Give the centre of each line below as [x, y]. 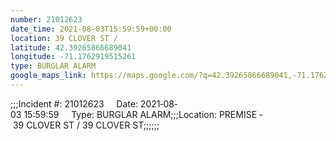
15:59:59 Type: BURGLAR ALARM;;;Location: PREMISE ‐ [143, 114]
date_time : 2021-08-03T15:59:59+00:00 [91, 29]
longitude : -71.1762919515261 [73, 57]
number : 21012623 [46, 19]
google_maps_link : [48, 76]
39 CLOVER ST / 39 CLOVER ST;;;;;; [86, 125]
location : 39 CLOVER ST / [64, 38]
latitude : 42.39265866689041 [71, 47]
